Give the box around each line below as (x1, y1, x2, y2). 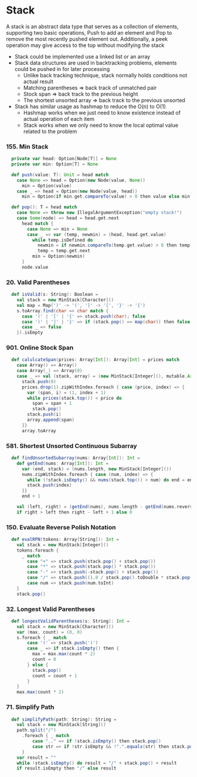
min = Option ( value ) (21, 183, 72, 188)
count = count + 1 (32, 673, 77, 678)
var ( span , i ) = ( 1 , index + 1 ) (27, 390, 107, 396)
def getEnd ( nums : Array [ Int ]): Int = (16, 460, 109, 467)
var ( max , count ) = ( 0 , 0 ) (16, 629, 83, 635)
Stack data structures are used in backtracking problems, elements (14, 59, 177, 66)
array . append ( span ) (27, 417, 75, 423)
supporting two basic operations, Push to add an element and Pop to (6, 29, 172, 36)
